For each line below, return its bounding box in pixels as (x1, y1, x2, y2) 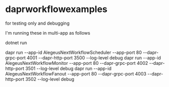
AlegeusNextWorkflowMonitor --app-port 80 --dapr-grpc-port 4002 (5, 60, 148, 66)
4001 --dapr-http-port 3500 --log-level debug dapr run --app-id (27, 54, 161, 61)
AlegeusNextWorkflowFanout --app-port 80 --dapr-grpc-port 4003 (5, 70, 147, 76)
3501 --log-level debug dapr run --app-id (25, 65, 112, 71)
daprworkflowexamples (5, 4, 108, 15)
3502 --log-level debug (25, 76, 74, 82)
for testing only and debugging (5, 20, 70, 26)
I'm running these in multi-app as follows (5, 30, 91, 36)
